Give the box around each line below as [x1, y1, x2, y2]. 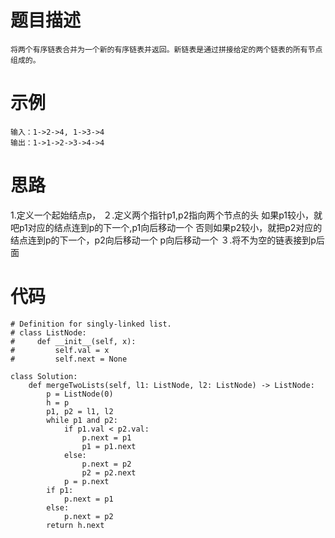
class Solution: [10, 371, 78, 381]
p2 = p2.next [81, 467, 137, 478]
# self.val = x [10, 345, 110, 355]
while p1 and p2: [46, 415, 118, 425]
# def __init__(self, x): [10, 336, 137, 346]
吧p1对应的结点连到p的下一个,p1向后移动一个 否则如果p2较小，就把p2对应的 [10, 221, 323, 233]
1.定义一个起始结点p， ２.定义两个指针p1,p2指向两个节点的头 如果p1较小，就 [10, 209, 323, 221]
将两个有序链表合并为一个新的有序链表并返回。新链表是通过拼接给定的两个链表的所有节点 [10, 44, 323, 55]
